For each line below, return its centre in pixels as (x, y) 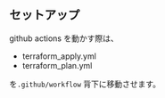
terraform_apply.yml (59, 56)
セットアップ (45, 15)
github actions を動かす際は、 (64, 38)
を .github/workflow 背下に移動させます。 (85, 84)
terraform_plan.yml (57, 65)
